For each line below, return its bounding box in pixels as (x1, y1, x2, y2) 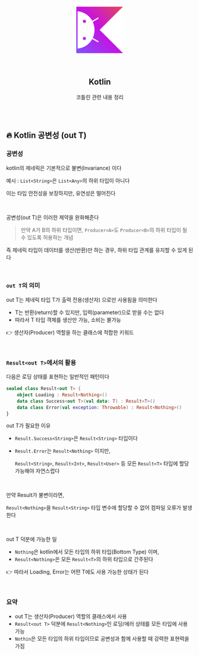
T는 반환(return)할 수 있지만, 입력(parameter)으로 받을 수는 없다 (14, 309, 165, 316)
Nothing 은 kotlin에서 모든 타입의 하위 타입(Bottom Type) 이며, (14, 548, 159, 555)
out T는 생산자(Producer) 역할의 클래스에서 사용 (14, 612, 127, 620)
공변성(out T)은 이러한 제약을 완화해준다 (6, 214, 99, 221)
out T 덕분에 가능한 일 (6, 536, 58, 543)
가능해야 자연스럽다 (14, 467, 60, 474)
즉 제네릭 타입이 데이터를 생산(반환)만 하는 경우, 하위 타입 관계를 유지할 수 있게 (6, 246, 187, 254)
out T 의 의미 (6, 281, 40, 290)
